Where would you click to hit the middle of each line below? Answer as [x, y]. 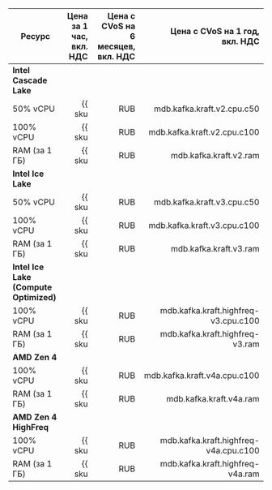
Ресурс [36, 36]
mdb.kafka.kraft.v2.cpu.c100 [204, 132]
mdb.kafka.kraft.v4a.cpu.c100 [202, 375]
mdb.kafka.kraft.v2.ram [215, 155]
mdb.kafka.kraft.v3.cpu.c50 [206, 202]
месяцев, [117, 46]
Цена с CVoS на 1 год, [215, 31]
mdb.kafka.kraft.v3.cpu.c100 [204, 225]
